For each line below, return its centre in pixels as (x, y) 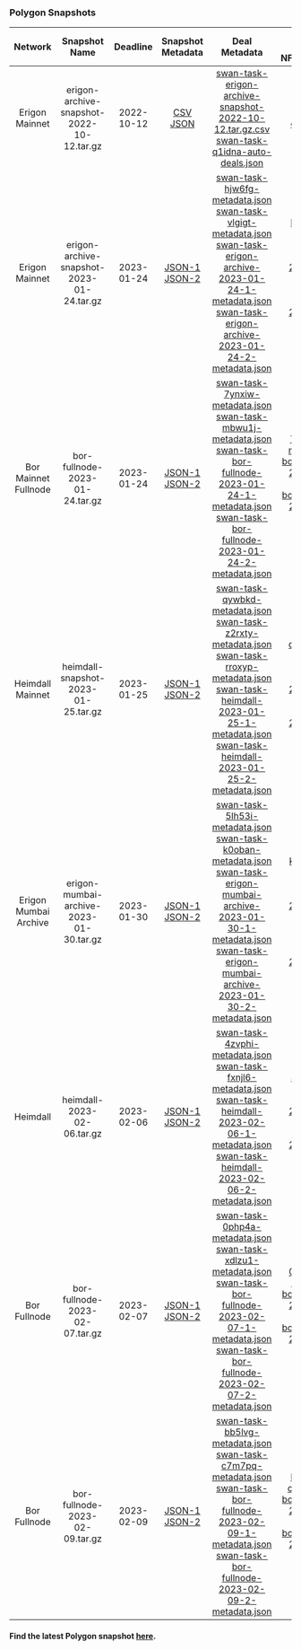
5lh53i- (242, 816)
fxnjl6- (242, 1077)
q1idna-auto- (242, 152)
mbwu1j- (242, 428)
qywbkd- (242, 600)
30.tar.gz (83, 940)
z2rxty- (242, 633)
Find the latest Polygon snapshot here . (83, 1636)
